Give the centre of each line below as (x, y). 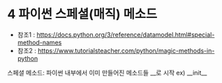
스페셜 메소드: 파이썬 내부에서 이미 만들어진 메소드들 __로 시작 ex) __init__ (107, 73)
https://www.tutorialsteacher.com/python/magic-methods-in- (126, 50)
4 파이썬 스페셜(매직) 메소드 (82, 14)
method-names (39, 42)
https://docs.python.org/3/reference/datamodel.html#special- (126, 35)
